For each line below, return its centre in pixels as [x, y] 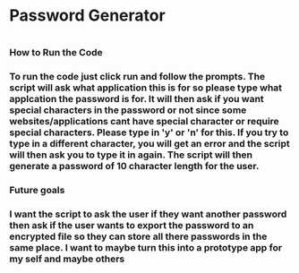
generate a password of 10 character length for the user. [134, 166]
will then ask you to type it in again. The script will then [131, 155]
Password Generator [87, 16]
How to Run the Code [56, 53]
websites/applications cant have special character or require [144, 122]
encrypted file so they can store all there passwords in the [138, 236]
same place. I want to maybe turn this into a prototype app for [146, 248]
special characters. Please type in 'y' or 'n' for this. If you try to [149, 132]
